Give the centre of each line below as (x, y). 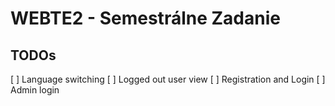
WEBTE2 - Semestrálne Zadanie (145, 18)
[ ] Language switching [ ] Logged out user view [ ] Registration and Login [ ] (168, 79)
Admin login (35, 90)
